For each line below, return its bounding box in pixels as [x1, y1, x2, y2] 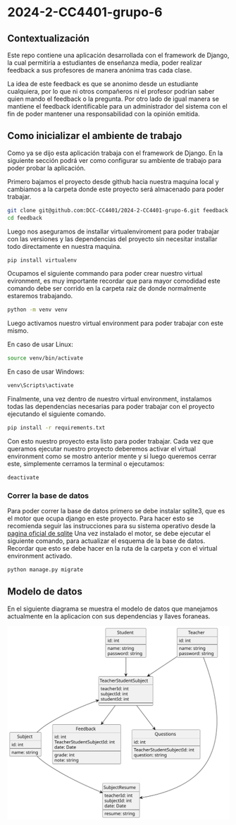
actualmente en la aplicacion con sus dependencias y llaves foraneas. [7, 611, 211, 621]
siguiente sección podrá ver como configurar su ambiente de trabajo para [7, 156, 222, 164]
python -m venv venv [7, 306, 68, 314]
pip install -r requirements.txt [7, 424, 106, 432]
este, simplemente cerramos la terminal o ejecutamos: [7, 459, 165, 468]
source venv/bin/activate [7, 355, 83, 362]
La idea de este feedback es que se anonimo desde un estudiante [7, 80, 199, 88]
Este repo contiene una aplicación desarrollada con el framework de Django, [7, 51, 230, 59]
